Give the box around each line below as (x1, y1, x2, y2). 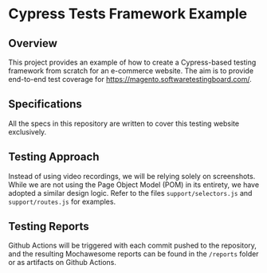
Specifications (8, 97, 82, 111)
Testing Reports (8, 220, 89, 233)
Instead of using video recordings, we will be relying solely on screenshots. (8, 171, 256, 181)
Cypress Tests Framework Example (8, 5, 248, 23)
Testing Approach (8, 150, 100, 164)
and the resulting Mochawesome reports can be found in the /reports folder (8, 249, 259, 259)
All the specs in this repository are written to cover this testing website (8, 119, 240, 128)
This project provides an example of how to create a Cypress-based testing (8, 57, 257, 67)
